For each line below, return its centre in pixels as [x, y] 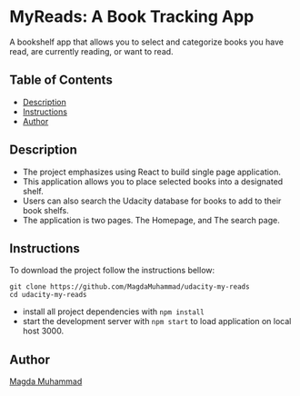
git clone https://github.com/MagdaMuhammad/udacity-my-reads [130, 287]
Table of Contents [61, 80]
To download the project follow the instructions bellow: [112, 271]
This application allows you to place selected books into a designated [153, 181]
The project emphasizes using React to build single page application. [152, 172]
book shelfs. [46, 210]
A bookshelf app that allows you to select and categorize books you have [147, 42]
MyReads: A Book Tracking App [132, 17]
